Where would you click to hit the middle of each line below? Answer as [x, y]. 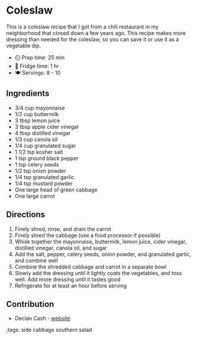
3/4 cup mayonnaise [40, 108]
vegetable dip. [24, 46]
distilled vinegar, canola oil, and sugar [61, 248]
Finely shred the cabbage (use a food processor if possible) [88, 235]
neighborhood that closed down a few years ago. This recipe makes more [96, 33]
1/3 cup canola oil [36, 139]
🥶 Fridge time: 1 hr [37, 66]
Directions [26, 215]
